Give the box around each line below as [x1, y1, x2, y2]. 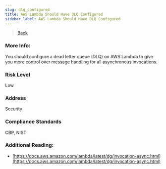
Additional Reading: [5, 142, 54, 149]
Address [5, 94, 26, 101]
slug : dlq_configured [5, 7, 50, 12]
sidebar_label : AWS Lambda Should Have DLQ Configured [5, 16, 121, 21]
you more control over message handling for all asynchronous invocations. [5, 59, 158, 65]
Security [5, 106, 22, 112]
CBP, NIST [5, 129, 27, 135]
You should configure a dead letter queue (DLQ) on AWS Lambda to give [5, 53, 154, 59]
